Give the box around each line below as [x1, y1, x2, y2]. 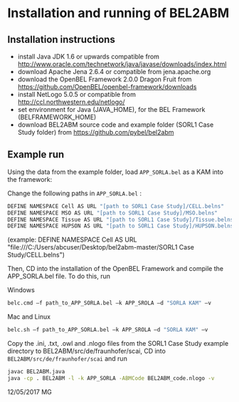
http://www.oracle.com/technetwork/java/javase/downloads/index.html [17, 60, 227, 68]
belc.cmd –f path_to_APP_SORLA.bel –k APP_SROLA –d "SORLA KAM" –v [7, 299, 212, 307]
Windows [7, 286, 36, 294]
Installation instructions [7, 33, 115, 46]
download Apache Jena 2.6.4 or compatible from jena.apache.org [17, 68, 211, 76]
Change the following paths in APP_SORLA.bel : [7, 189, 142, 197]
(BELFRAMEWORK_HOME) [17, 113, 97, 121]
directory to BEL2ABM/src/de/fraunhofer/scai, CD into [7, 347, 166, 356]
